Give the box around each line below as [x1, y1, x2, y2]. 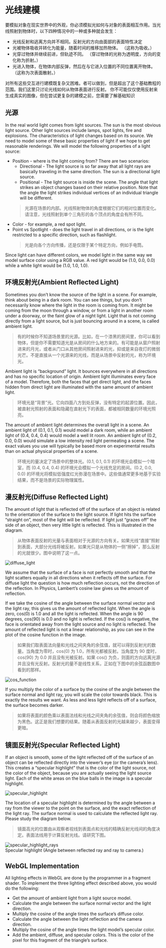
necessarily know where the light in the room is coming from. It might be [5, 302, 153, 308]
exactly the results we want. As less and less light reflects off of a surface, [5, 697, 157, 703]
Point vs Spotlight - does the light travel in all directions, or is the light [12, 226, 154, 232]
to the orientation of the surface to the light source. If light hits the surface [5, 511, 156, 517]
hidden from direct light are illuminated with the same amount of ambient [5, 384, 153, 390]
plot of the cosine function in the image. [5, 632, 86, 638]
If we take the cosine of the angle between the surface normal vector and [5, 600, 155, 606]
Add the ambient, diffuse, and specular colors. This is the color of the [12, 932, 154, 938]
